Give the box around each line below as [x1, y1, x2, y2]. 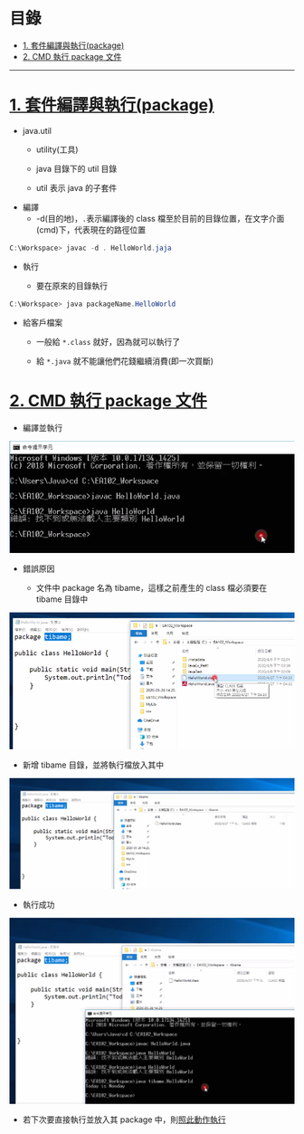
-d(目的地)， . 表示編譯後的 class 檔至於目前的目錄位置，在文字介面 [35, 213, 285, 224]
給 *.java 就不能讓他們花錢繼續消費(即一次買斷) [35, 355, 214, 367]
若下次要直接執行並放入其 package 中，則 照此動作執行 [22, 1114, 226, 1125]
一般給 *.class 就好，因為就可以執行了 [35, 336, 181, 347]
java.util [22, 125, 52, 136]
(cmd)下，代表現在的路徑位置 [35, 224, 147, 235]
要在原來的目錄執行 [35, 280, 109, 291]
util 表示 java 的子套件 [35, 182, 118, 193]
